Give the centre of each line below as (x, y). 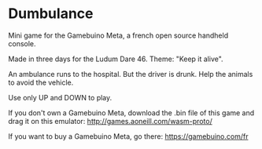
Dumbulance (51, 14)
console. (22, 43)
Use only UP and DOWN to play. (60, 97)
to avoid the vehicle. (41, 82)
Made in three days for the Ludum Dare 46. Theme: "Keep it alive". (116, 59)
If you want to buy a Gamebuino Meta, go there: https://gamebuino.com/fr (128, 136)
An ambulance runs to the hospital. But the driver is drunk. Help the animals (131, 74)
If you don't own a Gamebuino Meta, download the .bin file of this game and (131, 113)
